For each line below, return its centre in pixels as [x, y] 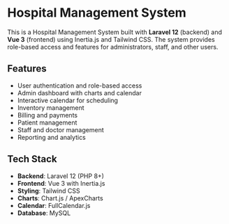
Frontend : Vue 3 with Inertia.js [61, 183]
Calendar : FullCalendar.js [54, 205]
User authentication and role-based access [80, 86]
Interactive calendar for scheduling [68, 100]
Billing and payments [47, 115]
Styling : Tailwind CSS [49, 191]
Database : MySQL [44, 213]
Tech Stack [32, 159]
